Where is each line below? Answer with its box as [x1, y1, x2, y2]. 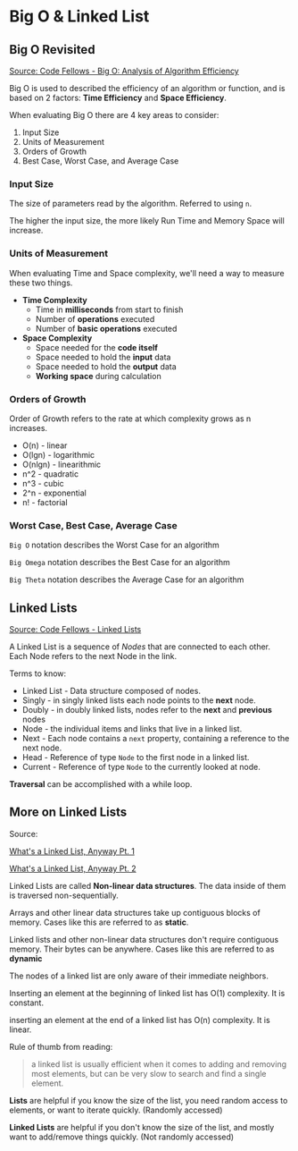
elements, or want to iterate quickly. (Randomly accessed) [9, 1104, 223, 1115]
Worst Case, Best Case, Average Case [9, 519, 178, 531]
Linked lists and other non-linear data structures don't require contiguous [9, 934, 279, 944]
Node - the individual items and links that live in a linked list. [21, 724, 243, 734]
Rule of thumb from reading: [9, 1041, 113, 1052]
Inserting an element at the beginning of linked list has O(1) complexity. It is [9, 987, 286, 998]
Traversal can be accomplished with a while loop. [9, 779, 193, 789]
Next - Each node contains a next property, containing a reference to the [21, 733, 290, 743]
